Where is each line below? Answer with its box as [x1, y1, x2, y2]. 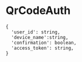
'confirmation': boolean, [11, 40, 77, 46]
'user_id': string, [11, 29, 61, 35]
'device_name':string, [11, 34, 69, 40]
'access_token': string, [11, 45, 74, 51]
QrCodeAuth [5, 4, 71, 18]
